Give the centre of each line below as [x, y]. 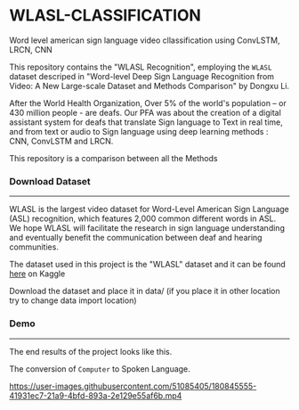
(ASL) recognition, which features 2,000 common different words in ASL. [143, 218]
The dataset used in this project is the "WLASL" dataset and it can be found [148, 265]
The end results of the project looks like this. [91, 351]
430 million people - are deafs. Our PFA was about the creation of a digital [145, 112]
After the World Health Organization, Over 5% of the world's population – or [148, 102]
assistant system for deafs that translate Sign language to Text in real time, [146, 122]
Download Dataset [50, 181]
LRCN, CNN [31, 49]
